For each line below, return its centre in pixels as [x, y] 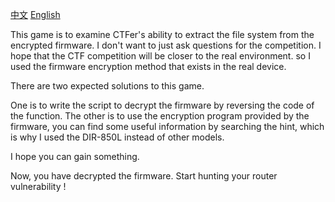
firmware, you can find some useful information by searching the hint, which [167, 126]
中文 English [35, 14]
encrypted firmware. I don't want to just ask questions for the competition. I [166, 45]
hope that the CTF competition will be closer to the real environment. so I [160, 56]
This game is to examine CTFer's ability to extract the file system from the [162, 34]
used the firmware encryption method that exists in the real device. [148, 66]
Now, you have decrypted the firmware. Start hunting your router [144, 176]
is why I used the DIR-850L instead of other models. [117, 137]
